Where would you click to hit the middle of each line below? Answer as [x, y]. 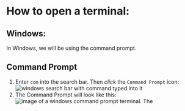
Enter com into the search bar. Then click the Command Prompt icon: [97, 82]
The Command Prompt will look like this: [66, 95]
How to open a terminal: [68, 11]
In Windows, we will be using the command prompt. [71, 48]
